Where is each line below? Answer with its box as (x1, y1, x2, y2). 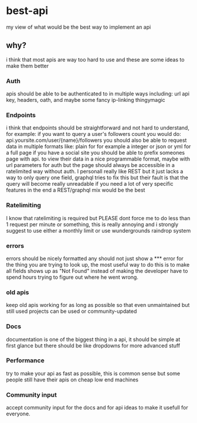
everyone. (6, 410, 30, 417)
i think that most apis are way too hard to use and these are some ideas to (6, 56, 185, 63)
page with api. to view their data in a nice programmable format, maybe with (6, 155, 191, 162)
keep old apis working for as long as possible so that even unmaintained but (6, 302, 190, 309)
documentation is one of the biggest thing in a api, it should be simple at (6, 336, 181, 343)
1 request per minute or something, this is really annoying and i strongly (6, 221, 179, 228)
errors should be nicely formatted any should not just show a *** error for (6, 255, 184, 262)
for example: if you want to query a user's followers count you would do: (6, 131, 181, 138)
